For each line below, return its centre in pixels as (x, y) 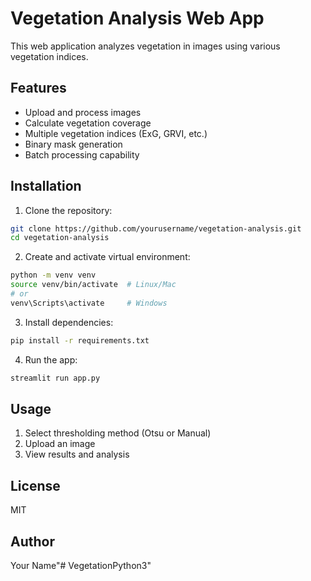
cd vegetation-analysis (60, 238)
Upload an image (60, 444)
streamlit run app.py (55, 378)
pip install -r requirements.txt (80, 340)
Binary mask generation (73, 144)
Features (38, 88)
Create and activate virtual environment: (107, 257)
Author (32, 541)
